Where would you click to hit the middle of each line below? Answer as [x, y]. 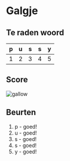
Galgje [22, 11]
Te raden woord [35, 33]
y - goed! [25, 152]
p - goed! [26, 126]
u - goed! [26, 133]
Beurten [21, 113]
